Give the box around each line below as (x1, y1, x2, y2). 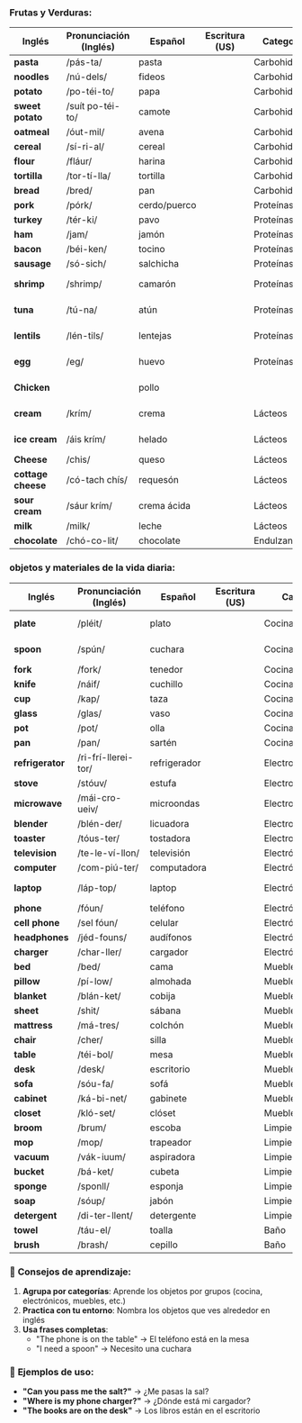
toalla (149, 1223, 173, 1236)
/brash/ (77, 1238, 109, 1251)
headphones (13, 930, 69, 943)
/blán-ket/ (77, 989, 121, 1002)
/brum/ (77, 1121, 107, 1134)
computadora (149, 861, 207, 874)
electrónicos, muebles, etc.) (22, 1295, 126, 1306)
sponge (13, 1180, 48, 1192)
